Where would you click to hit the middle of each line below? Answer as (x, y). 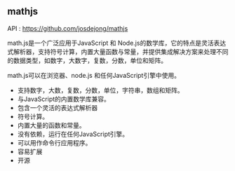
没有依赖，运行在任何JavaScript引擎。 (73, 134)
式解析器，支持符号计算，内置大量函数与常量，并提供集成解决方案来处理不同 (118, 51)
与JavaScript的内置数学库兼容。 (64, 99)
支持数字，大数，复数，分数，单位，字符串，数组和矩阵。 (100, 90)
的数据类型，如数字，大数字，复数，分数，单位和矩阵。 (87, 60)
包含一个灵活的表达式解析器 (58, 107)
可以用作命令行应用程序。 (54, 142)
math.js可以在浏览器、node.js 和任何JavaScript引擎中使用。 (94, 75)
